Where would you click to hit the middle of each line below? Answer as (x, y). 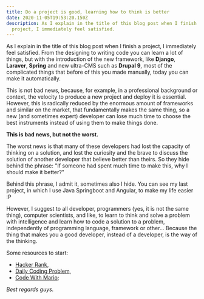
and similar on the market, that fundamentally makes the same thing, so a (98, 110)
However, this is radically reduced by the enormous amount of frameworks (100, 104)
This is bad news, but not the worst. (53, 135)
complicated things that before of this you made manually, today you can (97, 72)
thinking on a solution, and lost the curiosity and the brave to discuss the (97, 153)
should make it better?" (36, 172)
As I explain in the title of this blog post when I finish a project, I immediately (101, 46)
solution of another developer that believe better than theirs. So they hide (98, 160)
